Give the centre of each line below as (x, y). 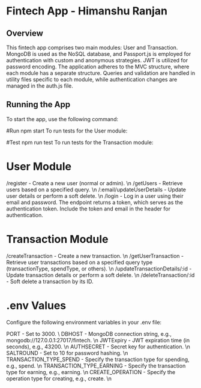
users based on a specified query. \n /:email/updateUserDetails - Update (96, 190)
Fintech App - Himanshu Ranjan (87, 11)
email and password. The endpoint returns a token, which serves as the (94, 202)
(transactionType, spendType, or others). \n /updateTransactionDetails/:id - (99, 269)
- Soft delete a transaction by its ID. (50, 281)
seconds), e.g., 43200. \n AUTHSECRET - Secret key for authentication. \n (98, 347)
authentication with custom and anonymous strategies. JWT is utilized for (97, 60)
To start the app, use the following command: (62, 119)
